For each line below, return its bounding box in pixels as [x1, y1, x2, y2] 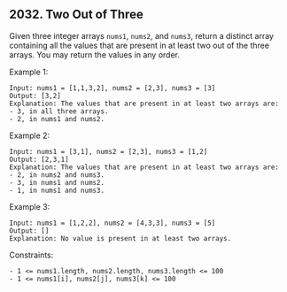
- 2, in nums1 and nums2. [9, 114, 105, 123]
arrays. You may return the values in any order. [9, 49, 180, 60]
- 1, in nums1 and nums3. [9, 186, 105, 195]
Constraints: [9, 250, 54, 260]
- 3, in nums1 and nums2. [9, 178, 105, 187]
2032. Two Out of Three [9, 7, 143, 22]
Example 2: [9, 130, 50, 141]
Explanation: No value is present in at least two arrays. [9, 234, 232, 242]
